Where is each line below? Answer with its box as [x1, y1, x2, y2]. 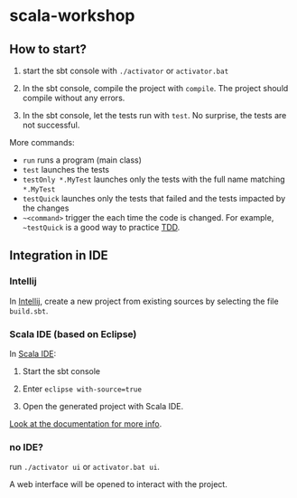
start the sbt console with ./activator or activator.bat [22, 65, 229, 76]
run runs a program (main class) [22, 155, 143, 165]
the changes [22, 202, 70, 213]
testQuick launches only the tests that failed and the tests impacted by [22, 193, 286, 203]
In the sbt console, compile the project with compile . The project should [22, 83, 289, 93]
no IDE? [9, 440, 43, 453]
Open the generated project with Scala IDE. [22, 400, 184, 411]
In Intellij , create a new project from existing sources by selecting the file [9, 296, 279, 306]
